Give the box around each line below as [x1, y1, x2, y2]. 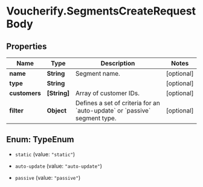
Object [47, 107, 67, 114]
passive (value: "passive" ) [14, 174, 80, 181]
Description [100, 59, 135, 67]
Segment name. [75, 70, 121, 77]
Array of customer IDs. [75, 89, 140, 97]
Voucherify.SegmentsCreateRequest [6, 4, 196, 18]
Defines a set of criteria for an [75, 99, 160, 107]
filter [9, 107, 24, 114]
